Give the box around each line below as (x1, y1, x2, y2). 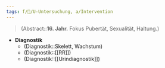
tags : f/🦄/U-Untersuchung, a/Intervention (6, 8, 113, 15)
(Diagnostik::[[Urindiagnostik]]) (23, 55, 100, 62)
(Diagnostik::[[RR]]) (23, 48, 71, 56)
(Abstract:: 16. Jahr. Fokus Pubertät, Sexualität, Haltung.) (20, 25, 160, 32)
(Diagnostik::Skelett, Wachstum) (23, 43, 103, 50)
